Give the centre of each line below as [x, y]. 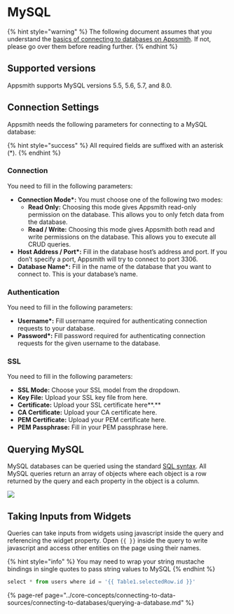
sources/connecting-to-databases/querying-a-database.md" [96, 602]
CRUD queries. [49, 244]
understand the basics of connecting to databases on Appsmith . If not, [109, 39]
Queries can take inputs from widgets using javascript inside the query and [116, 533]
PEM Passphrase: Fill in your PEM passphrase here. [92, 427]
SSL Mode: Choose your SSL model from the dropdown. [99, 390]
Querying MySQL [46, 449]
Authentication [33, 292]
